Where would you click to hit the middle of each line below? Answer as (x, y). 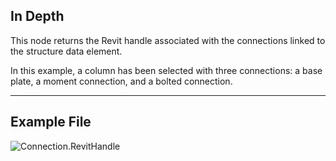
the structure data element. (66, 51)
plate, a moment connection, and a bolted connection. (121, 81)
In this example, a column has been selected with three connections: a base (166, 70)
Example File (51, 122)
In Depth (37, 16)
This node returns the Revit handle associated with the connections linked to (168, 40)
